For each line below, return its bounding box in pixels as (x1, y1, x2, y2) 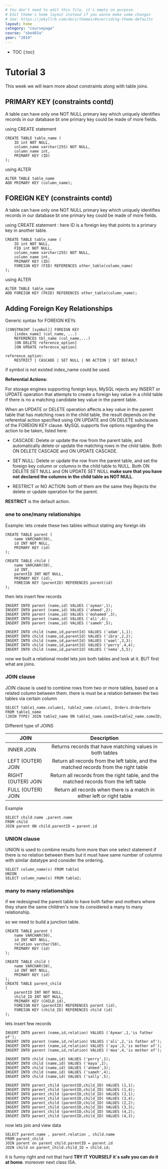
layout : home (5, 21, 32, 27)
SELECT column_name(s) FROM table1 (5, 867, 79, 872)
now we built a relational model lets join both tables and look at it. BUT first (5, 655, 159, 661)
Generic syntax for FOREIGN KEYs (5, 317, 76, 323)
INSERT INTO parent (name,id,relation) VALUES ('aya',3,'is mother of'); (5, 1043, 162, 1049)
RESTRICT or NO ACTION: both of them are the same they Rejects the (12, 484, 156, 490)
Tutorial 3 (5, 67, 46, 78)
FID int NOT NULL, (14, 246, 52, 251)
